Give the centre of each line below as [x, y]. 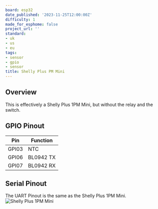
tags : [11, 53]
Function [42, 140]
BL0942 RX [42, 165]
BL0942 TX [42, 157]
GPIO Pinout [25, 126]
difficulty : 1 [20, 19]
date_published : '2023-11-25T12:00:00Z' [49, 15]
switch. [13, 110]
